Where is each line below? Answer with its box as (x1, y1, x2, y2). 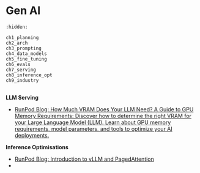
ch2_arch (6, 40, 28, 46)
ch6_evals (6, 61, 31, 67)
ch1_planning (6, 34, 39, 40)
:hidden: (6, 24, 28, 30)
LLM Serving (6, 94, 39, 101)
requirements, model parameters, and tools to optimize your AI (14, 125, 172, 133)
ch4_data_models (6, 50, 47, 57)
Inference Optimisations (6, 144, 69, 151)
